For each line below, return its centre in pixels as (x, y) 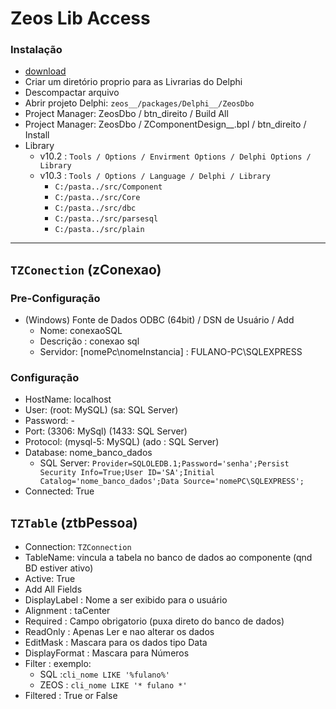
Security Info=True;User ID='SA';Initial (127, 473)
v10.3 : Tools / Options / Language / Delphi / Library (155, 176)
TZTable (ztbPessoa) (74, 522)
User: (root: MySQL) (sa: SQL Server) (101, 410)
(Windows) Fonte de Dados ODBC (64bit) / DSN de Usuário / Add (159, 320)
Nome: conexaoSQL (81, 331)
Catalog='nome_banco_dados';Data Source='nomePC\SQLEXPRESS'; (172, 482)
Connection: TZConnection (78, 547)
